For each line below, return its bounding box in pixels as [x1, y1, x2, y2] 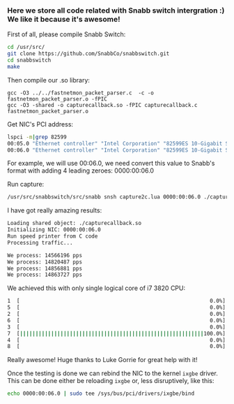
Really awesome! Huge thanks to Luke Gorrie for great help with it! [7, 356, 198, 364]
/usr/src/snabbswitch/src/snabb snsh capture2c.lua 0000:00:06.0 [7, 194, 201, 201]
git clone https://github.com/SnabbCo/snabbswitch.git [7, 50, 170, 57]
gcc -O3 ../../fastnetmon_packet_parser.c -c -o [7, 89, 155, 96]
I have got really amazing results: [7, 206, 102, 215]
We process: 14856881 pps [7, 265, 82, 272]
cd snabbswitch [7, 57, 52, 64]
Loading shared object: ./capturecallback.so [7, 219, 141, 227]
